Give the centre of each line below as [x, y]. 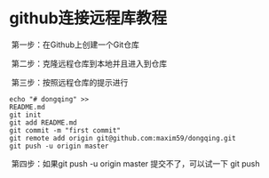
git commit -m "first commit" [65, 130]
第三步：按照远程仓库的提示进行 [70, 82]
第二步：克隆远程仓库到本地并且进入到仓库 [89, 63]
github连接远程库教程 [88, 18]
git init [25, 115]
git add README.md [43, 122]
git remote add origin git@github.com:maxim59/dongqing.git [123, 138]
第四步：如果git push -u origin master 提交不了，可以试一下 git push [135, 163]
